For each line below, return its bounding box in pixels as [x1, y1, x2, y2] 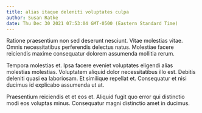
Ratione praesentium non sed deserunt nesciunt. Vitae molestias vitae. [6, 37, 183, 45]
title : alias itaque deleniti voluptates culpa [6, 9, 130, 15]
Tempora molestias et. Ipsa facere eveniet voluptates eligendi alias [6, 62, 173, 69]
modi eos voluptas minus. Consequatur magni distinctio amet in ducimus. [6, 100, 190, 107]
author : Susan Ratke [6, 15, 59, 21]
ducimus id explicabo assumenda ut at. [6, 81, 105, 89]
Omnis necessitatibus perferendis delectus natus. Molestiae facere [6, 43, 175, 51]
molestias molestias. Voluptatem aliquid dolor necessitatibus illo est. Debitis [6, 68, 196, 76]
